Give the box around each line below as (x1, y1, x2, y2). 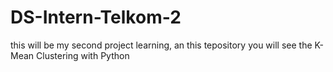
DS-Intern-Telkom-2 (10, 6, 182, 29)
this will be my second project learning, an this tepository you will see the (10, 39, 313, 51)
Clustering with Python (36, 49, 130, 61)
